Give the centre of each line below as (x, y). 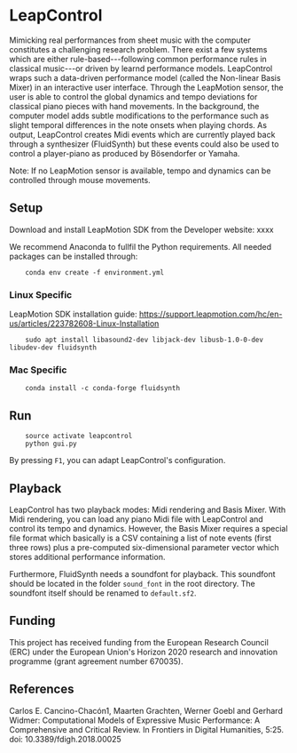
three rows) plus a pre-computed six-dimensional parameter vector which (144, 547)
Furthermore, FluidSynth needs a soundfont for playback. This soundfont (142, 573)
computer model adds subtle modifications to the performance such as (139, 116)
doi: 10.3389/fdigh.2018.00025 (65, 739)
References (42, 689)
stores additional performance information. (87, 557)
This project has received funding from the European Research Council (139, 642)
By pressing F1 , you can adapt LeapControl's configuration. (117, 461)
